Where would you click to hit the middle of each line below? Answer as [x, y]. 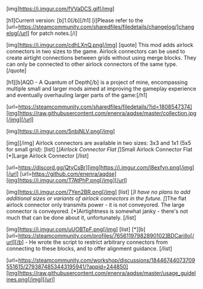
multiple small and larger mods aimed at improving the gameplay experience [101, 89]
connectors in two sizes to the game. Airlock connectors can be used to [96, 51]
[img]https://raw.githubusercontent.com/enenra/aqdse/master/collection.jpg [101, 113]
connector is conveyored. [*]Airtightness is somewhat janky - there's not [97, 211]
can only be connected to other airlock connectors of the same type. [92, 64]
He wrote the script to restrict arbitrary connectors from [98, 242]
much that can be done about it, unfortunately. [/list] [71, 218]
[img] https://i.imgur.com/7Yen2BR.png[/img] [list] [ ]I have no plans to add [98, 192]
